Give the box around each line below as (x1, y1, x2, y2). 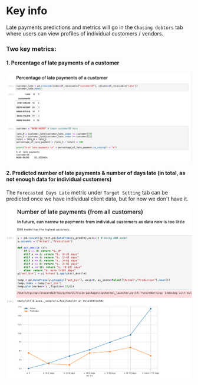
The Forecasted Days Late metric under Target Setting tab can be (6, 189, 168, 196)
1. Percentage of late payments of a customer (6, 59, 120, 66)
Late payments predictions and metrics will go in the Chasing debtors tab (6, 24, 183, 31)
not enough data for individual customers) (6, 176, 112, 183)
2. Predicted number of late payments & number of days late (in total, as (6, 170, 186, 177)
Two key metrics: (6, 44, 57, 53)
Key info (6, 4, 48, 18)
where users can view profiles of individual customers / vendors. (6, 30, 164, 37)
